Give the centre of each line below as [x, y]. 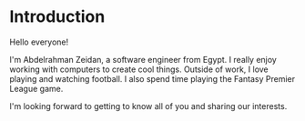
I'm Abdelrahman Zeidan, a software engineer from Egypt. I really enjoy [143, 59]
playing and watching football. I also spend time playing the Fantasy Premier [152, 78]
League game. [36, 88]
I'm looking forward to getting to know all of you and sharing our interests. [148, 106]
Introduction [57, 17]
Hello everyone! [39, 42]
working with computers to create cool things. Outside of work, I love [139, 69]
